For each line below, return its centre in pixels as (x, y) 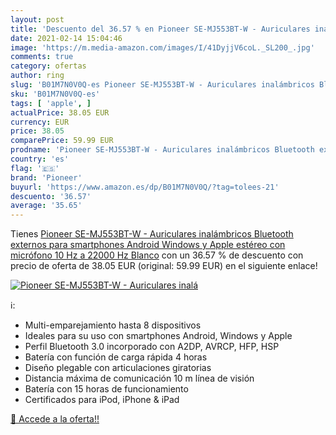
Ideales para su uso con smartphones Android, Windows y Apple (158, 336)
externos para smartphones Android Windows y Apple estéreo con (148, 245)
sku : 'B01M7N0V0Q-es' (55, 94)
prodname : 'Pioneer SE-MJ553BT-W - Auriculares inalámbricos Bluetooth (162, 150)
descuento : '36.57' (51, 196)
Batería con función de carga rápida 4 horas (116, 357)
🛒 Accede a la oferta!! (55, 419)
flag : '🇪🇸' (35, 168)
